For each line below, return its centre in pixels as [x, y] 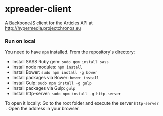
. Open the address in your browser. [42, 109]
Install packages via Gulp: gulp [44, 88]
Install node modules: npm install [47, 67]
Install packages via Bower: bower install [56, 78]
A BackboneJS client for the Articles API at [49, 23]
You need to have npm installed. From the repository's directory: [70, 52]
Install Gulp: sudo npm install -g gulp [52, 83]
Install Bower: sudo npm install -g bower [55, 72]
